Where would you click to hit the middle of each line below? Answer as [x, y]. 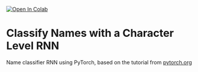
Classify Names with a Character [90, 33]
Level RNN [33, 46]
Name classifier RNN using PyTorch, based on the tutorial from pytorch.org [99, 62]
